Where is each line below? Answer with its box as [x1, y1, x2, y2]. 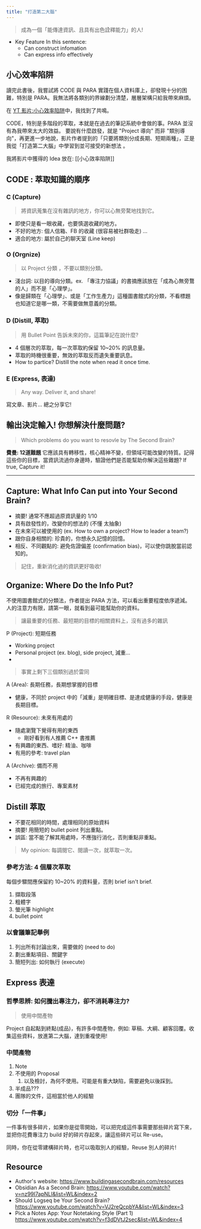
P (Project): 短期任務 [6, 630, 57, 637]
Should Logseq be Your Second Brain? [14, 1197, 110, 1204]
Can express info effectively [23, 50, 93, 58]
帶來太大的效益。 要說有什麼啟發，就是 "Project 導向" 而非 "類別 [22, 127, 180, 135]
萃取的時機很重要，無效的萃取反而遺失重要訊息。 [14, 351, 136, 359]
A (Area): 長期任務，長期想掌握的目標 [6, 681, 98, 688]
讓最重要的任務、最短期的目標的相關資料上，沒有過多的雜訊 [20, 617, 168, 625]
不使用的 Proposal [14, 1070, 60, 1077]
